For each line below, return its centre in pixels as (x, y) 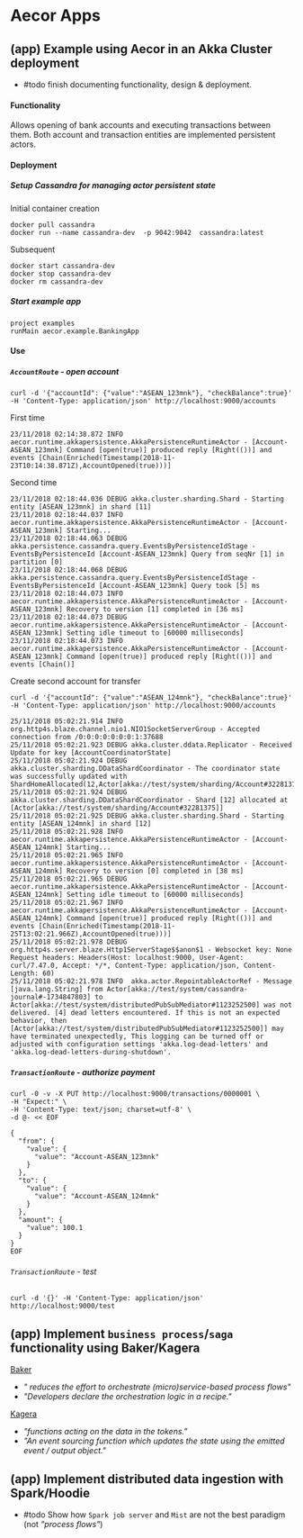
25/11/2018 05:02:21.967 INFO (67, 903)
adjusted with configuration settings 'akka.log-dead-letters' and (139, 1045)
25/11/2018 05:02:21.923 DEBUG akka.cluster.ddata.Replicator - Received (151, 745)
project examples (43, 323)
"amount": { (41, 1220)
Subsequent (33, 249)
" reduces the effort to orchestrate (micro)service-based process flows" (157, 1387)
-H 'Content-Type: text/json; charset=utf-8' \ (101, 1110)
